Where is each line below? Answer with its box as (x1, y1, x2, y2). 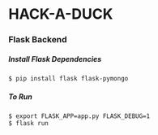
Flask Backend (8, 34, 67, 46)
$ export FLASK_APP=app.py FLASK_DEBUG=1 (8, 112, 151, 120)
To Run (8, 91, 32, 102)
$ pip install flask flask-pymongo (8, 75, 129, 83)
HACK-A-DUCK (8, 5, 113, 24)
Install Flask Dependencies (8, 54, 102, 63)
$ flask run (8, 120, 49, 128)
